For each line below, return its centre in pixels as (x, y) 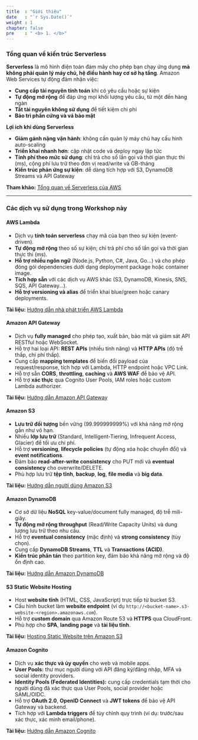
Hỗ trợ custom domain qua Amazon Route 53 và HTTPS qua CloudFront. (103, 619)
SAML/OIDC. (30, 694)
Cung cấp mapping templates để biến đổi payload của (81, 361)
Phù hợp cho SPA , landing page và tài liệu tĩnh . (72, 625)
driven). (24, 241)
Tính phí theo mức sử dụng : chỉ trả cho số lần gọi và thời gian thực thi (100, 157)
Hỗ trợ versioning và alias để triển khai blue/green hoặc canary (92, 291)
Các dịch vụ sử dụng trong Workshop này (67, 208)
